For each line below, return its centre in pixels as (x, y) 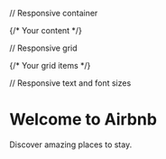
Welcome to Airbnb (83, 120)
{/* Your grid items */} (50, 65)
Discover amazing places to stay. (71, 145)
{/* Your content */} (46, 30)
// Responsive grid (44, 48)
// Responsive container (54, 13)
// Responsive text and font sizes (70, 83)
